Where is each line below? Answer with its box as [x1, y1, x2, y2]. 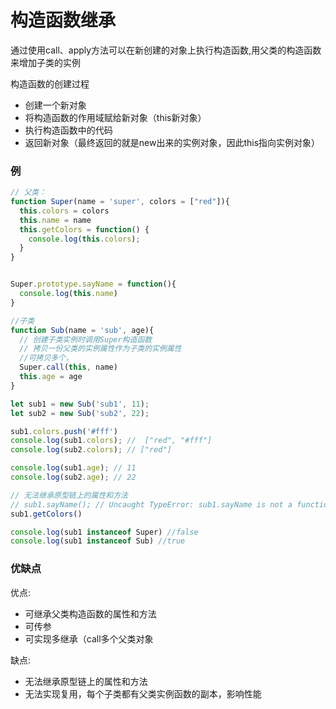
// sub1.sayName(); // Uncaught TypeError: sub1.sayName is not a [10, 499, 293, 510]
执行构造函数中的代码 [24, 124, 113, 136]
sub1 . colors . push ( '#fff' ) [10, 426, 118, 436]
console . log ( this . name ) [19, 289, 118, 299]
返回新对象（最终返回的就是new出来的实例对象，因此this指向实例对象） [24, 136, 321, 148]
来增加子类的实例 [10, 56, 81, 68]
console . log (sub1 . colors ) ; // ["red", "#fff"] [10, 436, 213, 446]
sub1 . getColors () [10, 509, 83, 519]
